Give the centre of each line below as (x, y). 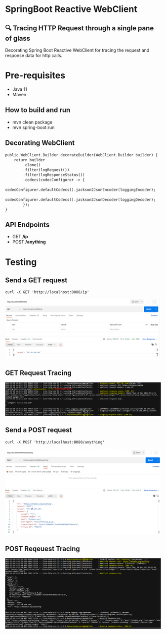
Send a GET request (36, 280)
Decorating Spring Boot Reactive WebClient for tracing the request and (77, 50)
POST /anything (29, 242)
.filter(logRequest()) (46, 170)
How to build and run (38, 110)
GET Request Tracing (38, 373)
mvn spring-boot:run (33, 127)
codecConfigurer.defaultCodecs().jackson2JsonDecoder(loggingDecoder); (80, 199)
